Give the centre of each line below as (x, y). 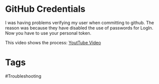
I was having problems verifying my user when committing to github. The (80, 23)
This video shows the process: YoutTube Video (53, 42)
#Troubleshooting (23, 76)
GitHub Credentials (45, 9)
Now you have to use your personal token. (48, 33)
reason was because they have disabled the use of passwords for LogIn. (79, 28)
